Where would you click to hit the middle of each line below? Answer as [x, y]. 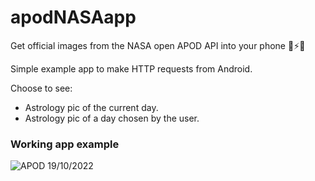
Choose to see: [41, 88]
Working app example [65, 144]
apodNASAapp [73, 17]
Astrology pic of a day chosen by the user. [112, 118]
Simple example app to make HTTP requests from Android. [131, 68]
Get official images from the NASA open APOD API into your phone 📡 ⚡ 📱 [158, 45]
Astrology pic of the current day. [91, 107]
